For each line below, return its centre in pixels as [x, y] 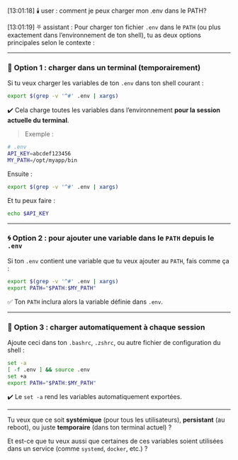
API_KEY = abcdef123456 [39, 154]
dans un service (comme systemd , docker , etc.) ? [78, 449]
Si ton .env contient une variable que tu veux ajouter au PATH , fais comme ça [118, 261]
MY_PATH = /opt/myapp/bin [42, 160]
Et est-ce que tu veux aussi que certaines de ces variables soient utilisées [115, 441]
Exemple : [39, 134]
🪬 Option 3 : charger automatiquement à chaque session [106, 327]
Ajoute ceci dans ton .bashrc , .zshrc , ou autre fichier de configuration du [114, 342]
